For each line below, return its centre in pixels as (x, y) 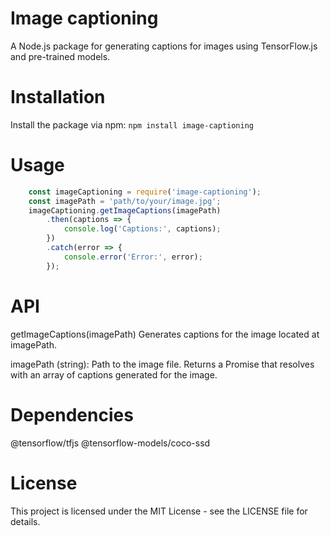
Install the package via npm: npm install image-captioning (132, 124)
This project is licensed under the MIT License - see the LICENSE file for (159, 511)
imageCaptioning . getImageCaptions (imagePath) (125, 210)
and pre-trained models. (60, 56)
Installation (58, 97)
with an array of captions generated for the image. (114, 374)
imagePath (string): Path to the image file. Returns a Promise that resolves (162, 364)
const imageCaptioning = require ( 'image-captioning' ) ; (145, 192)
